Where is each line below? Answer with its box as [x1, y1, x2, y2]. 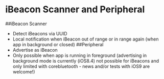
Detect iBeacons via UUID [12, 30, 67, 36]
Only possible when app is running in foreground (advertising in [12, 52, 147, 58]
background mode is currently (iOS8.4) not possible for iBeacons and [12, 57, 159, 64]
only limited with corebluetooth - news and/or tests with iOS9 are [12, 63, 150, 69]
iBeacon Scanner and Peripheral [5, 4, 145, 15]
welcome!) [12, 68, 35, 75]
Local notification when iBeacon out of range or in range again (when [12, 36, 159, 42]
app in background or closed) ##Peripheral [12, 41, 104, 47]
